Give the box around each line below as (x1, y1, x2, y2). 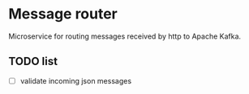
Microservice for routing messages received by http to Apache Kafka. (8, 31, 242, 41)
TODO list (8, 55, 58, 68)
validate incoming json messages (19, 76, 132, 85)
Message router (8, 5, 118, 23)
